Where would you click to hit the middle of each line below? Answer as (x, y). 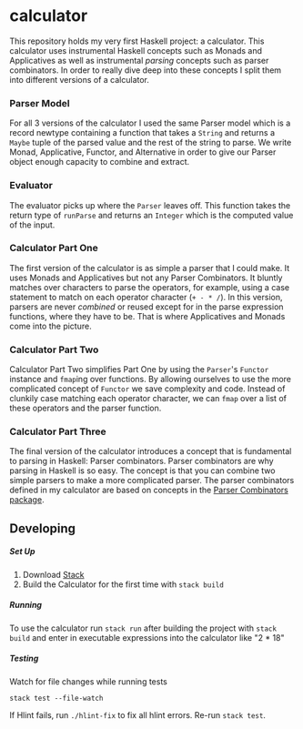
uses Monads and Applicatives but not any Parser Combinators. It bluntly (146, 278)
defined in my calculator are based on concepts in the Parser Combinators (149, 490)
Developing (42, 528)
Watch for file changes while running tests (89, 681)
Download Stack (53, 574)
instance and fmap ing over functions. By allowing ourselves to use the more (151, 380)
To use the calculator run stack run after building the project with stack (143, 628)
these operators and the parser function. (86, 408)
